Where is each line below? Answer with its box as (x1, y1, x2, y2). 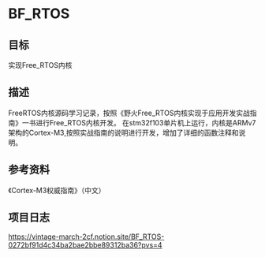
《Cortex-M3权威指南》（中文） (8, 185, 106, 195)
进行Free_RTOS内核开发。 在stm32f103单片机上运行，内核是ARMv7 (35, 117, 256, 127)
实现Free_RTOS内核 (8, 61, 73, 69)
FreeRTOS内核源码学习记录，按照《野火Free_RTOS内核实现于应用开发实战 (8, 108, 250, 117)
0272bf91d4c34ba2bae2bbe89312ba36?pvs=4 (8, 240, 163, 250)
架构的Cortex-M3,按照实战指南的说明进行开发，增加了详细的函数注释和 (8, 128, 239, 137)
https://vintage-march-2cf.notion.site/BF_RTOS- (8, 232, 165, 241)
